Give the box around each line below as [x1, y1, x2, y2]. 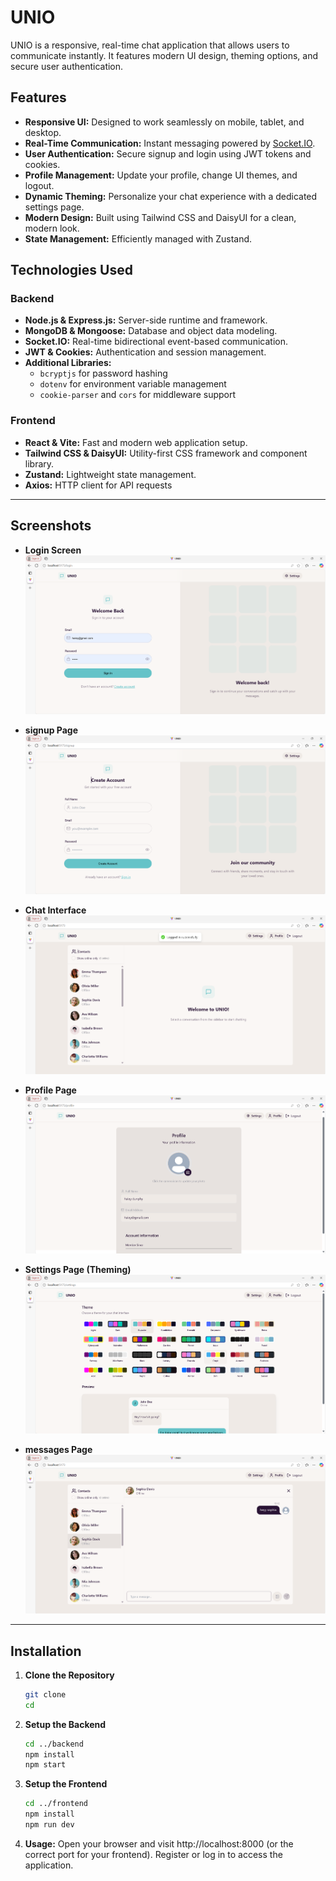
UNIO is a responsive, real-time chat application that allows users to [10, 39, 290, 51]
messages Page [24, 1444, 93, 1456]
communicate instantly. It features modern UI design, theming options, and [10, 49, 318, 61]
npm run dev [24, 1820, 75, 1830]
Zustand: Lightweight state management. [24, 468, 197, 480]
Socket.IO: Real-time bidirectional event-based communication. [24, 336, 288, 348]
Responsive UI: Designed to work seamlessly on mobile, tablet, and [24, 116, 305, 128]
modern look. [24, 222, 80, 234]
